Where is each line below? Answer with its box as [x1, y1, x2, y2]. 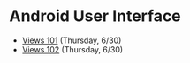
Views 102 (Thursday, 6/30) [21, 44, 124, 54]
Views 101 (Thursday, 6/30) [21, 35, 122, 45]
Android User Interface [9, 6, 181, 26]
